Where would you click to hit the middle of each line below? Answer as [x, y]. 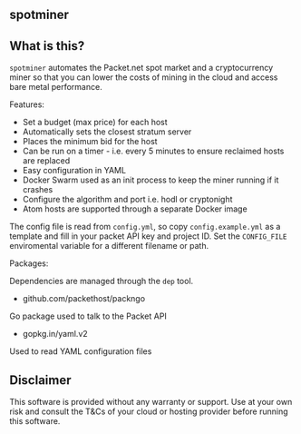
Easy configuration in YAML [74, 171]
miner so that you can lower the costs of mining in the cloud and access [144, 77]
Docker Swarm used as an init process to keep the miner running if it [150, 180]
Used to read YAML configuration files [81, 351]
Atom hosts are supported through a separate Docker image [135, 209]
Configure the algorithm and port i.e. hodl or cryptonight [127, 200]
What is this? [47, 46]
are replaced [46, 161]
